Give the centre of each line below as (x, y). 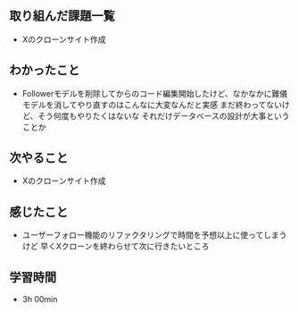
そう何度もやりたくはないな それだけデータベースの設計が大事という (164, 115)
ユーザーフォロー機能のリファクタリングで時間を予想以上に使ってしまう (154, 235)
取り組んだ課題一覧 (62, 16)
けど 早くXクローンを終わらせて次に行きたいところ (116, 246)
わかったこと (45, 70)
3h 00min (40, 299)
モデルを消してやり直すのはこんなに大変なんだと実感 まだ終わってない (152, 105)
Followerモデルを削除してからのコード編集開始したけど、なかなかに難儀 (155, 93)
